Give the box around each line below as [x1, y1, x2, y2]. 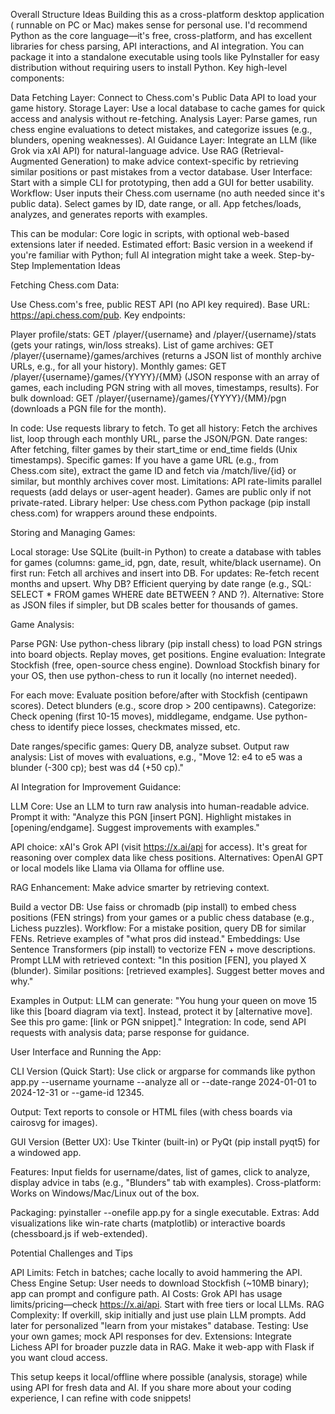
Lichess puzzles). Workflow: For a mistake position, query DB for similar [10, 922, 307, 934]
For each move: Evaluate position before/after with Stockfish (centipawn [10, 689, 308, 701]
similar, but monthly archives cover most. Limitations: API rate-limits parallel [10, 475, 322, 487]
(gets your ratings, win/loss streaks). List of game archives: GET [10, 339, 275, 351]
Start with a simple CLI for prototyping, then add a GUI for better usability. [10, 177, 315, 188]
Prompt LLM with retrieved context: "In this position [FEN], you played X [10, 954, 307, 966]
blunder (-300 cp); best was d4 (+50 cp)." [10, 762, 185, 773]
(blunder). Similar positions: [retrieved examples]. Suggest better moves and [10, 965, 325, 976]
